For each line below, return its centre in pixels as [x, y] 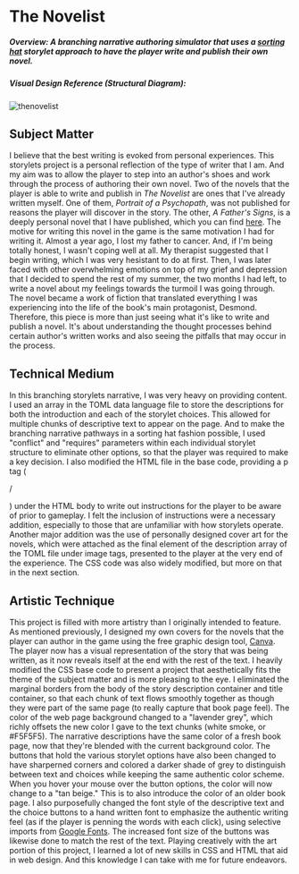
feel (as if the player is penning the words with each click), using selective [145, 821]
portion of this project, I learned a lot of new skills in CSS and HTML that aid [149, 850]
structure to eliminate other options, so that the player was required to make [149, 453]
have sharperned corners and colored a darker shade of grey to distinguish [148, 764]
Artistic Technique [62, 601]
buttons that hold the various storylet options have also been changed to [143, 755]
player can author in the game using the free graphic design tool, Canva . [142, 641]
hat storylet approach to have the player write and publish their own [139, 51]
